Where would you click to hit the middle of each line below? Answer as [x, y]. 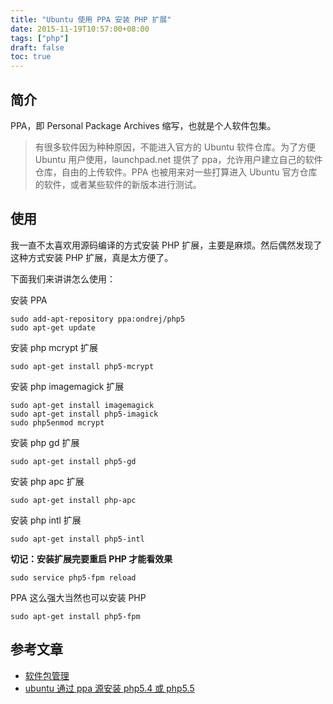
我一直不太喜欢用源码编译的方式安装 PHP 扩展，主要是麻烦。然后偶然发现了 [166, 245]
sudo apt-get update [53, 327]
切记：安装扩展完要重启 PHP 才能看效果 [91, 558]
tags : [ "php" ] [40, 38]
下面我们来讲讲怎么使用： [63, 278]
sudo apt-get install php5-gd [73, 461]
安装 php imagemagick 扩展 [67, 386]
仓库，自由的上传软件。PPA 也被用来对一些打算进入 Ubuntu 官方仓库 [176, 172]
